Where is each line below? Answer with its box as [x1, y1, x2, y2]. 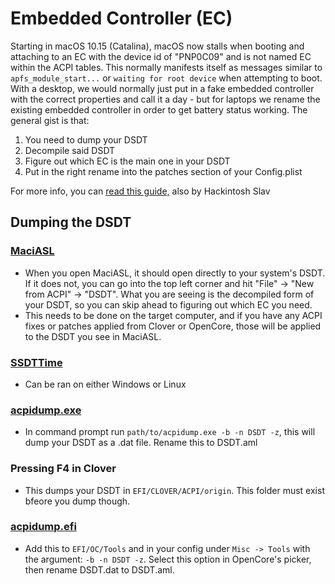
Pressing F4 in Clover [10, 462, 117, 476]
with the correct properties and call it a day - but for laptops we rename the [10, 93, 321, 105]
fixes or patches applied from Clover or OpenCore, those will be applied [24, 320, 322, 332]
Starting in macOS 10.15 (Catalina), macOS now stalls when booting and [10, 40, 305, 52]
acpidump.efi [10, 520, 77, 534]
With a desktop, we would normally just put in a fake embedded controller [10, 82, 315, 94]
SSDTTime [10, 355, 63, 369]
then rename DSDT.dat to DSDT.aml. [24, 563, 175, 576]
